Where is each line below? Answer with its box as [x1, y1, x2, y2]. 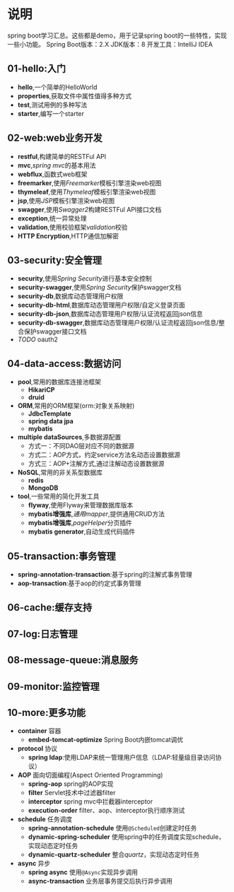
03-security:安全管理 [7, 254, 103, 266]
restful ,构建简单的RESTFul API [17, 152, 107, 160]
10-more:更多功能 [7, 706, 86, 718]
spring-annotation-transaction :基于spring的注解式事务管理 [17, 570, 192, 578]
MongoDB [28, 483, 59, 492]
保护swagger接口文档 [23, 327, 87, 336]
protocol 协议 [17, 744, 58, 753]
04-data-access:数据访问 [7, 358, 122, 370]
